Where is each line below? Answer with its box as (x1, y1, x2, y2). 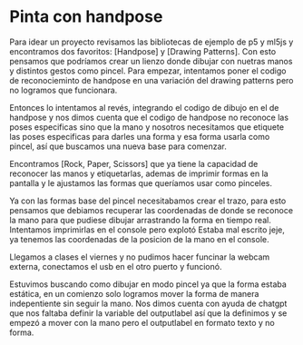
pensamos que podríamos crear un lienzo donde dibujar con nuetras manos (9, 55, 293, 66)
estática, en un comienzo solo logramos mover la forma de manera (9, 288, 259, 299)
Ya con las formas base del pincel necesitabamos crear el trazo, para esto (9, 195, 287, 206)
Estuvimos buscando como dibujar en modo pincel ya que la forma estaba (9, 279, 288, 290)
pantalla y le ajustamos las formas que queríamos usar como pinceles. (9, 177, 273, 188)
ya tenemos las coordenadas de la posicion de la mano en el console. (9, 233, 269, 244)
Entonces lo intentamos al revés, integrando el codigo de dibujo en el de (9, 102, 279, 113)
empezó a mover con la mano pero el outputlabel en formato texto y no (9, 317, 275, 328)
